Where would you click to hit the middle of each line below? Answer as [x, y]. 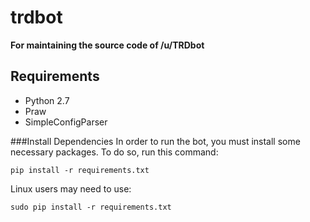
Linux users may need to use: [71, 188]
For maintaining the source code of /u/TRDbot [107, 45]
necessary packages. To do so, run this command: [114, 152]
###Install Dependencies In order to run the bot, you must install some [155, 141]
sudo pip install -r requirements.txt [91, 207]
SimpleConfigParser [66, 122]
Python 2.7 [47, 100]
